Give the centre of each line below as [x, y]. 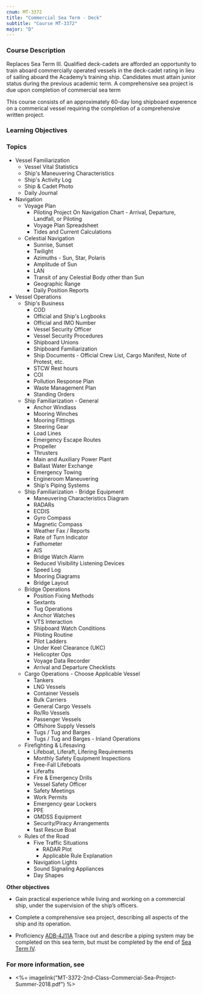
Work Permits [50, 797]
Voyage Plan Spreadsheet [66, 225]
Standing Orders [54, 394]
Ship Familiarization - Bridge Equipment [74, 491]
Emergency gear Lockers [65, 803]
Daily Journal [41, 193]
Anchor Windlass [55, 407]
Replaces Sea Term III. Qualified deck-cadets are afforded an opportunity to [101, 64]
